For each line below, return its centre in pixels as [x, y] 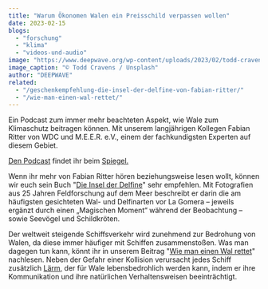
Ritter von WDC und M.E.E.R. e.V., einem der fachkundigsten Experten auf [130, 137]
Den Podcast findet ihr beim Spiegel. [69, 161]
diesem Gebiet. [33, 145]
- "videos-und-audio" [51, 53]
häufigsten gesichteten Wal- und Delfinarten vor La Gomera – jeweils [121, 202]
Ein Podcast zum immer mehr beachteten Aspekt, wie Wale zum [114, 120]
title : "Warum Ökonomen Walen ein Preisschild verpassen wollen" [119, 16]
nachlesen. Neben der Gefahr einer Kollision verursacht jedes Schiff [120, 259]
